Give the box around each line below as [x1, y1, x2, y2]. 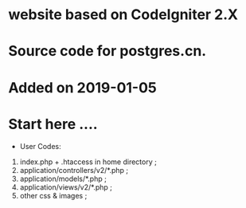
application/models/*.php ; [19, 174, 107, 183]
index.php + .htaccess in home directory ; [19, 157, 157, 167]
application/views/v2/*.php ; [19, 182, 113, 192]
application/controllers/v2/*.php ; [19, 165, 129, 175]
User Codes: [19, 141, 61, 151]
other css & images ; [19, 190, 88, 200]
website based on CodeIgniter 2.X [8, 6, 239, 24]
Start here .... [8, 115, 98, 133]
